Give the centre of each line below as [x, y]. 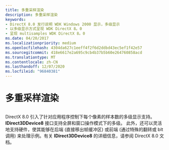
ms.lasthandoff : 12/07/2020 [35, 67]
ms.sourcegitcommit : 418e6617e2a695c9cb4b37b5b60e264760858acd [74, 52]
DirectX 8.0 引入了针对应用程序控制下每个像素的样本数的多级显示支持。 [80, 116]
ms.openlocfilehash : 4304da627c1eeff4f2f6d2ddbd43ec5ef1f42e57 [74, 48]
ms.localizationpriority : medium [41, 43]
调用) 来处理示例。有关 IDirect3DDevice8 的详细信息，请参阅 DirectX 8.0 [82, 136]
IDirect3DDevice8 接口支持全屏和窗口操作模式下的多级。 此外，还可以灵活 [83, 123]
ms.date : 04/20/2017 [27, 39]
